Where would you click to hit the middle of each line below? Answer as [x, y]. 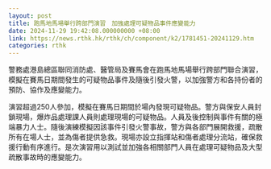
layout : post [30, 16]
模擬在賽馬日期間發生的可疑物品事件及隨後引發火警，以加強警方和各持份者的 [135, 80]
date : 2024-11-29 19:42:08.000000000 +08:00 [84, 31]
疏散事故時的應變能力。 [47, 157]
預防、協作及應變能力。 [47, 90]
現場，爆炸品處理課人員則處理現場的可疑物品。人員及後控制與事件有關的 [135, 117]
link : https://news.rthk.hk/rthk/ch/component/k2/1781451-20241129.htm [131, 38]
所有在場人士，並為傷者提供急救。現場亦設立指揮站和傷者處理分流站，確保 [132, 137]
